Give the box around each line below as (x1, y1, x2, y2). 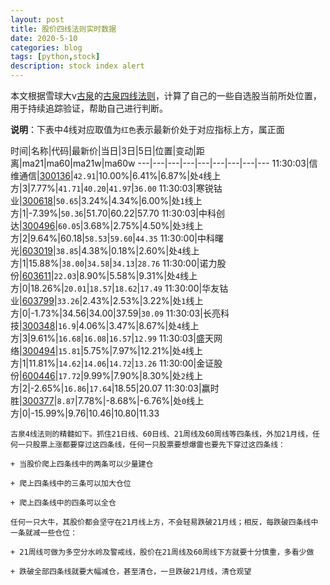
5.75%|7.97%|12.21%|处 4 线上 (83, 345, 204, 356)
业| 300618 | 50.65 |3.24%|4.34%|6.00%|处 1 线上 (10, 195, 203, 206)
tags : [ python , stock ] (10, 52, 101, 62)
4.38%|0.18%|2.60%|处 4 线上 (81, 245, 200, 256)
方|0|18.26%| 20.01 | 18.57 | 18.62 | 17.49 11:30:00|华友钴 (10, 282, 229, 294)
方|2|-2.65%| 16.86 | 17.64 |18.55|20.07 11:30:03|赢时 (10, 382, 220, 394)
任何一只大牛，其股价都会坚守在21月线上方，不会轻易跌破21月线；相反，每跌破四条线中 (10, 517, 319, 527)
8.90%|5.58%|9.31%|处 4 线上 (78, 270, 198, 281)
